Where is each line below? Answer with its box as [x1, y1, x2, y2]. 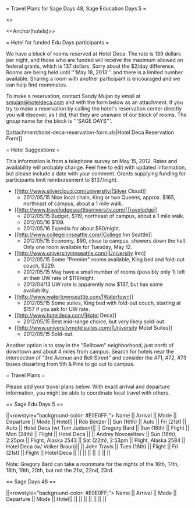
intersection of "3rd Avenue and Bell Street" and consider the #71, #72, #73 [6, 354, 187, 361]
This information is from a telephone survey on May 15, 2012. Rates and [6, 158, 178, 164]
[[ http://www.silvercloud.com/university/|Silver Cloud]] [14, 188, 147, 195]
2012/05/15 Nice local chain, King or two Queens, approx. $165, [23, 194, 176, 201]
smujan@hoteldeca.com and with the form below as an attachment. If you [6, 99, 183, 106]
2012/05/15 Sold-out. [23, 330, 74, 337]
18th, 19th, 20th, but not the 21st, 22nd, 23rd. [6, 467, 114, 474]
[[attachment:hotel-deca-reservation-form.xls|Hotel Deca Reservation [6, 129, 175, 136]
